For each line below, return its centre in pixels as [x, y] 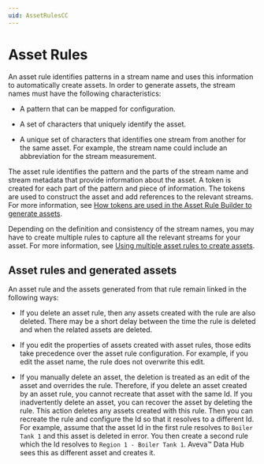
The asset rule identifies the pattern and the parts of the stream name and [128, 172]
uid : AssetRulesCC [38, 15]
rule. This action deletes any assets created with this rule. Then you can [136, 411]
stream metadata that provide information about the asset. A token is [119, 179]
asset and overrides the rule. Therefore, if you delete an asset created [133, 386]
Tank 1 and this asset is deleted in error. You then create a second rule [134, 436]
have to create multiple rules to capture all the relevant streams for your [125, 237]
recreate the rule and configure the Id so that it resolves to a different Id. [137, 419]
